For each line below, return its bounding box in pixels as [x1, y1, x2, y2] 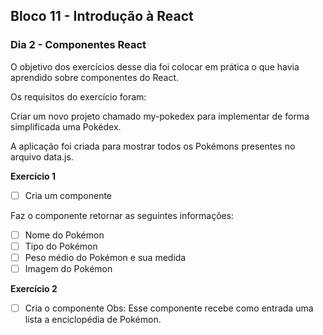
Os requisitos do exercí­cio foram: [10, 90, 147, 103]
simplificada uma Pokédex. [10, 120, 122, 133]
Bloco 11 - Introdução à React [10, 8, 194, 25]
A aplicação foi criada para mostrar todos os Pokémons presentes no [10, 140, 296, 152]
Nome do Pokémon [24, 229, 105, 241]
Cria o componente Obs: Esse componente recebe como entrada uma [24, 302, 314, 314]
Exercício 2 [10, 283, 58, 294]
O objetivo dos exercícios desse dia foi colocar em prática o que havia [10, 60, 300, 73]
